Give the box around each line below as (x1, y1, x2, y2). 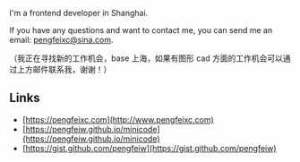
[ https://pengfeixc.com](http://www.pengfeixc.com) (21, 114, 215, 124)
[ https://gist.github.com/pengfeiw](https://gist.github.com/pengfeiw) (21, 142, 277, 153)
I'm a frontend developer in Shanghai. (9, 8, 149, 18)
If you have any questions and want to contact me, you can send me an (9, 25, 273, 35)
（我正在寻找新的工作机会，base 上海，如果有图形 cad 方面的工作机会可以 (9, 53, 284, 64)
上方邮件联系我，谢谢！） (16, 64, 112, 74)
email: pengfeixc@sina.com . (9, 35, 114, 45)
